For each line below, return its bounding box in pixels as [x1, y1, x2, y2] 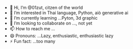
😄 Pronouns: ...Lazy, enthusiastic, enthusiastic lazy [9, 33, 114, 39]
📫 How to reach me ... [9, 26, 55, 31]
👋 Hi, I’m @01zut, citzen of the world [9, 5, 83, 10]
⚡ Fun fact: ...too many [9, 38, 55, 44]
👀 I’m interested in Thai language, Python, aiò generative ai [9, 10, 129, 16]
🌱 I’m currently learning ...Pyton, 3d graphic [9, 15, 98, 21]
